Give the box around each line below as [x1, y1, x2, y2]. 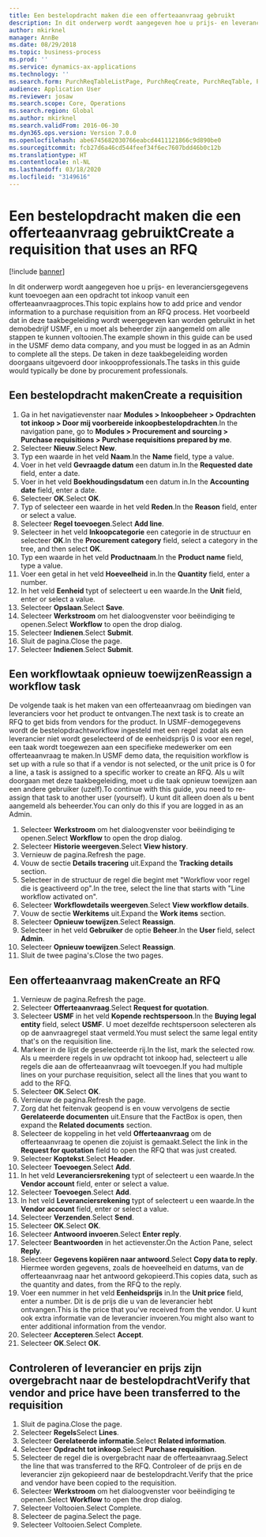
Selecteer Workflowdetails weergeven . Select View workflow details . [20, 901, 249, 910]
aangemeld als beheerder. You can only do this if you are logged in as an [9, 801, 244, 811]
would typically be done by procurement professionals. [9, 366, 189, 375]
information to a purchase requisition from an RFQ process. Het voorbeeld [9, 307, 250, 317]
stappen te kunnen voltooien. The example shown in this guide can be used [9, 332, 253, 342]
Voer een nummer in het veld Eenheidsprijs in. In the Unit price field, [20, 1288, 244, 1298]
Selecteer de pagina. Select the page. [20, 1512, 141, 1521]
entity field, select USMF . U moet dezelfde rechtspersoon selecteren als [20, 1020, 257, 1029]
